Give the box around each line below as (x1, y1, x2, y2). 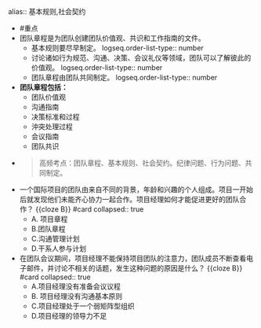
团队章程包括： (19, 83, 68, 92)
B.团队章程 (31, 224, 66, 234)
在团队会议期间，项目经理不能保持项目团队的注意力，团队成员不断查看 (19, 254, 247, 263)
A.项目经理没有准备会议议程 (31, 282, 121, 291)
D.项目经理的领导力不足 (31, 311, 107, 320)
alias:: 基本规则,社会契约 (8, 7, 86, 16)
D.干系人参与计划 (31, 244, 87, 253)
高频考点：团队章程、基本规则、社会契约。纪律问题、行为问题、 (38, 158, 245, 168)
